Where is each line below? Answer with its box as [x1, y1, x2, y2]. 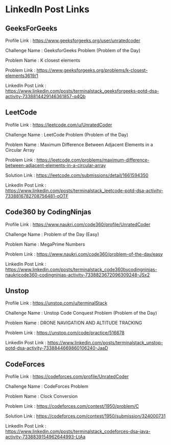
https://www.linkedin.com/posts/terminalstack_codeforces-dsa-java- [5, 428, 151, 435]
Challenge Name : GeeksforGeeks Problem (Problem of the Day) [5, 48, 140, 53]
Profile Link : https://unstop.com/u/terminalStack [5, 300, 108, 306]
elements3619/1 [5, 73, 38, 79]
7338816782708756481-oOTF [5, 193, 69, 199]
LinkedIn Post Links [5, 4, 90, 15]
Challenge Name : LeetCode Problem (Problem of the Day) [5, 131, 129, 137]
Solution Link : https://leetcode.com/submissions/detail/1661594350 [5, 172, 149, 178]
